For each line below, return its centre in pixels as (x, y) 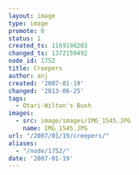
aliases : (23, 143)
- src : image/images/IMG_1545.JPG (73, 121)
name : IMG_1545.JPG (55, 128)
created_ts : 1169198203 (48, 46)
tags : (17, 98)
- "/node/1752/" (43, 151)
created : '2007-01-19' (46, 83)
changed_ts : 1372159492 (48, 53)
